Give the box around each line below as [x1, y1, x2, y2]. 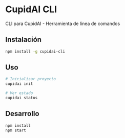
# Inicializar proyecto [5, 77, 56, 82]
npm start [5, 128, 27, 133]
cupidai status [5, 96, 38, 101]
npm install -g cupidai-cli [5, 49, 66, 54]
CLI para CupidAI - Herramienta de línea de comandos [5, 20, 120, 27]
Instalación [5, 35, 42, 44]
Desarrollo [5, 109, 39, 118]
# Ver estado [5, 90, 33, 96]
